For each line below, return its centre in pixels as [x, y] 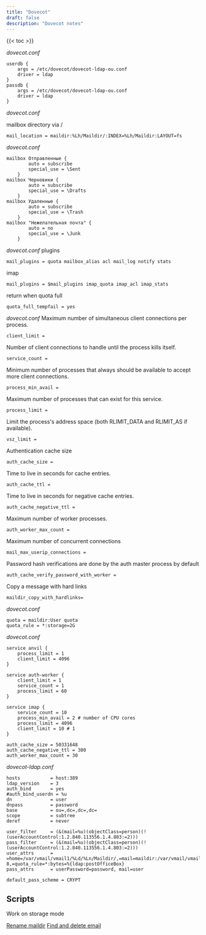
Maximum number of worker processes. [57, 519]
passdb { [17, 86]
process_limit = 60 [42, 691]
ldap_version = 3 [33, 784]
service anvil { [27, 648]
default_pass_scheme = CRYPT [44, 880]
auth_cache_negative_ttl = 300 [46, 750]
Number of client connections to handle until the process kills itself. [91, 348]
